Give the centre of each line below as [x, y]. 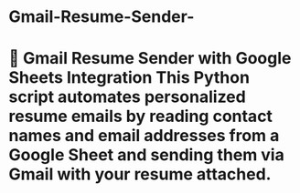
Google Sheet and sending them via [146, 155]
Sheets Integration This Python [129, 78]
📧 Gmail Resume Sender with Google [150, 59]
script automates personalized [127, 97]
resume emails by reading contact [141, 117]
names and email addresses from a [144, 136]
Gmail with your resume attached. [140, 174]
